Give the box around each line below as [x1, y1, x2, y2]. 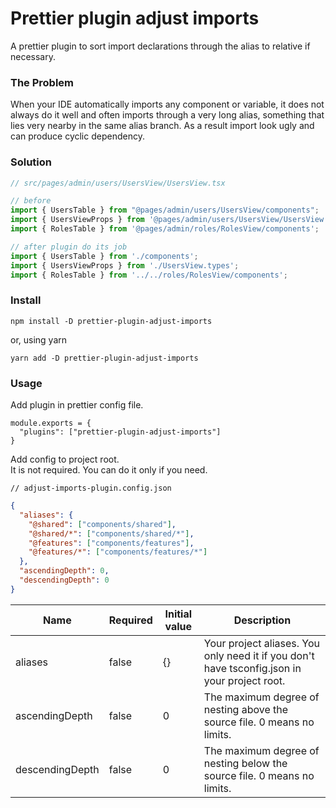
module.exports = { [10, 418, 92, 428]
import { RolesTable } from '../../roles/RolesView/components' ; [10, 270, 288, 280]
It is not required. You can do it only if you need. [10, 464, 208, 476]
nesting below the [203, 756, 288, 770]
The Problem [10, 75, 75, 89]
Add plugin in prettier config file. [10, 399, 144, 411]
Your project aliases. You [203, 636, 321, 650]
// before [10, 196, 52, 206]
